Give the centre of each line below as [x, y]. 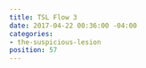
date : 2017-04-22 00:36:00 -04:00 [73, 26]
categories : [31, 34]
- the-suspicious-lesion [55, 42]
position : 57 [33, 50]
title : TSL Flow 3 [43, 17]
